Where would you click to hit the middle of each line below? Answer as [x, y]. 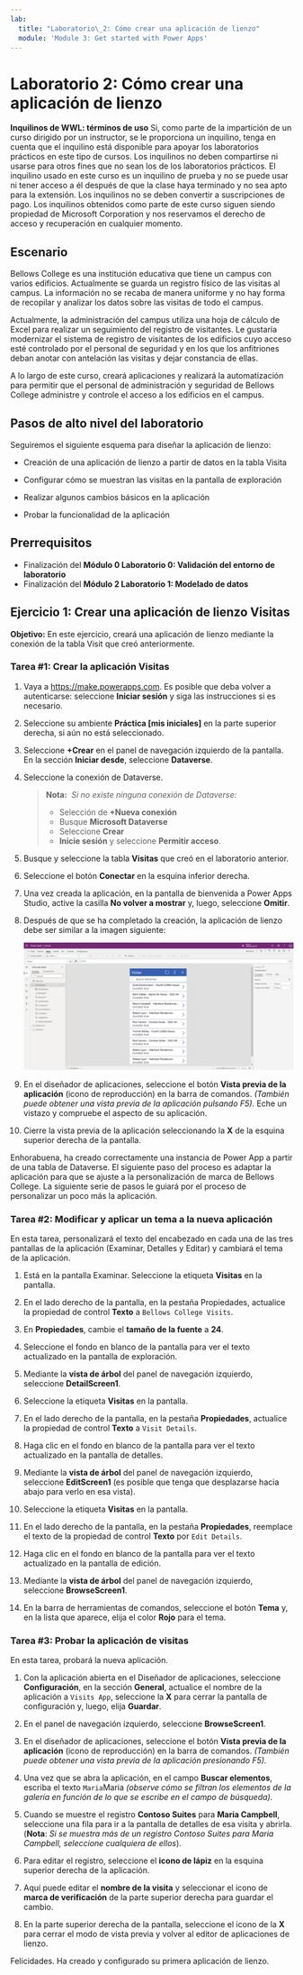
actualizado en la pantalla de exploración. [100, 1357]
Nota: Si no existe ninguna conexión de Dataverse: [141, 794]
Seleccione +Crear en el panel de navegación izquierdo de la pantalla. [153, 750]
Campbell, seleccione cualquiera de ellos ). [102, 1843]
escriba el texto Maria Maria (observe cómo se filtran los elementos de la [157, 1788]
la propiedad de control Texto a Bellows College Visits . [128, 1312]
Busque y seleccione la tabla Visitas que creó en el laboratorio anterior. [156, 858]
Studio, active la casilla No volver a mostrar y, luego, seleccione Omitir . [156, 902]
